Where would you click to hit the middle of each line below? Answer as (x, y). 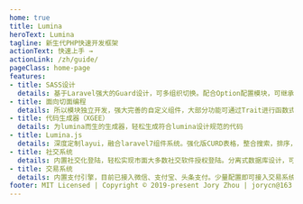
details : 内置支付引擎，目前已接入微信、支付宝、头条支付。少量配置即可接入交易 (150, 177)
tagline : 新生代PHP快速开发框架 (64, 43)
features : (28, 77)
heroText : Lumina (42, 34)
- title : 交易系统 (41, 169)
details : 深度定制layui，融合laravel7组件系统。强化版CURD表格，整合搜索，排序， (157, 144)
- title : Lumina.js (46, 135)
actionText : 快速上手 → (51, 51)
